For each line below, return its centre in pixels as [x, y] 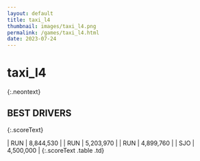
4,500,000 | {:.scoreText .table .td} [56, 150]
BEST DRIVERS [39, 113]
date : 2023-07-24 [32, 39]
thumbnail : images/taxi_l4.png [52, 26]
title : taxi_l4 [29, 20]
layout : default [30, 13]
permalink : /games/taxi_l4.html [53, 33]
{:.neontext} [24, 92]
